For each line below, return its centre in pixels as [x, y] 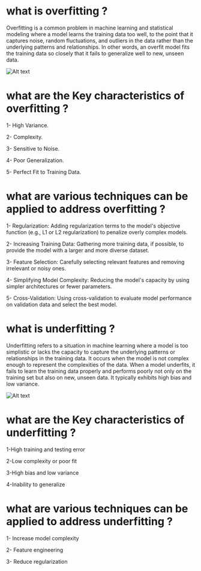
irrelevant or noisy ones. [36, 268]
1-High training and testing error [46, 449]
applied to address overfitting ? [86, 209]
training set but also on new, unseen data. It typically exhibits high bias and [99, 377]
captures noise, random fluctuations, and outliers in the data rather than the [100, 40]
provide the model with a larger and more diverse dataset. [78, 250]
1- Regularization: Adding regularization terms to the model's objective [93, 226]
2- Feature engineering [35, 550]
